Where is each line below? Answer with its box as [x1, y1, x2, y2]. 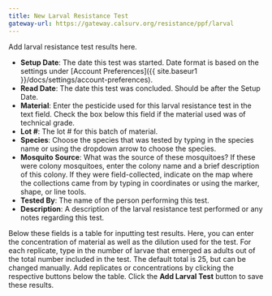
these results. [8, 280, 54, 290]
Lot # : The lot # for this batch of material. [19, 127, 158, 136]
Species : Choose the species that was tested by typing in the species [19, 135, 254, 144]
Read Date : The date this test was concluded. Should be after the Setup [19, 83, 261, 93]
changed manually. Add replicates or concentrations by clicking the [8, 263, 234, 272]
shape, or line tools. [19, 187, 87, 196]
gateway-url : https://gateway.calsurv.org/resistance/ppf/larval [8, 19, 234, 28]
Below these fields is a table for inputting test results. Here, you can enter [8, 228, 254, 238]
